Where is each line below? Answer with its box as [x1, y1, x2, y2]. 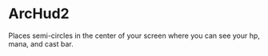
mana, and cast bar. [8, 39, 74, 48]
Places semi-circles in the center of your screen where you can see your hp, [8, 31, 260, 40]
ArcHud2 [8, 5, 70, 23]
